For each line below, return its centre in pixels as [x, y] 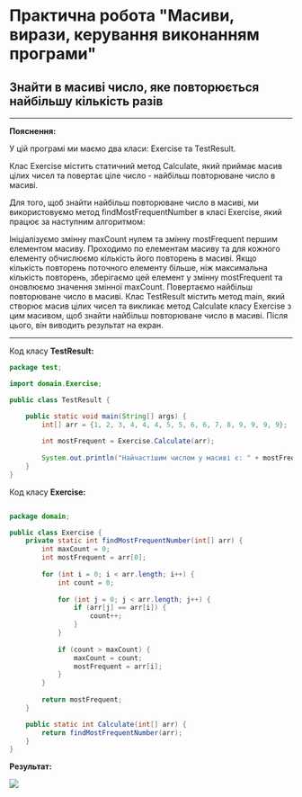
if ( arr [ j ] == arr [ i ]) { [120, 608]
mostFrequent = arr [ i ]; [118, 667]
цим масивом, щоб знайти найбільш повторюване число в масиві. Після [149, 315]
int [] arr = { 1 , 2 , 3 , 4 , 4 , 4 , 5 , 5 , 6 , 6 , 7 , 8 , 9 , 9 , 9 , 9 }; [164, 425]
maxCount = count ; [108, 658]
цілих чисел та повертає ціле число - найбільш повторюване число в [142, 175]
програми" [53, 54]
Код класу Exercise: [48, 492]
